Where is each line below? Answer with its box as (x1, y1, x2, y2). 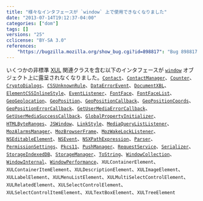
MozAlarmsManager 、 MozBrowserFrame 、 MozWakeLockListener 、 (6, 127, 159, 134)
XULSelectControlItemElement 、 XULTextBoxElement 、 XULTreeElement (6, 188, 176, 196)
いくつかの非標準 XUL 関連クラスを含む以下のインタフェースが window (6, 66, 182, 73)
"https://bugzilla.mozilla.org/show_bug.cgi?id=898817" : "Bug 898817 (17, 49, 198, 55)
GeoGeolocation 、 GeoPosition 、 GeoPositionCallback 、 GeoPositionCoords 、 (6, 97, 194, 104)
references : (6, 43, 37, 49)
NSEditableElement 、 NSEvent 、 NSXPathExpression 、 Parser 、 (6, 135, 157, 142)
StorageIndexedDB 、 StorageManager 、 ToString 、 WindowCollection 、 (6, 150, 176, 158)
